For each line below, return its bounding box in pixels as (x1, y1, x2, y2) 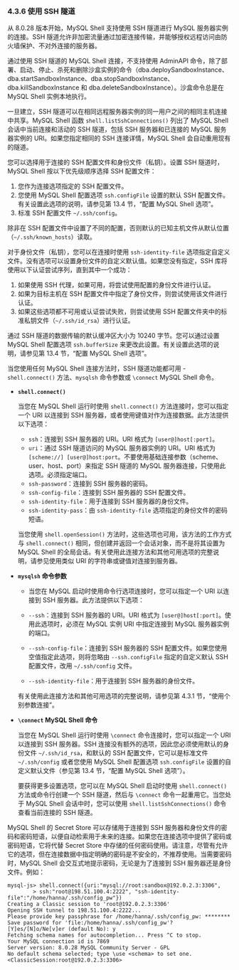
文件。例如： (7, 868, 45, 876)
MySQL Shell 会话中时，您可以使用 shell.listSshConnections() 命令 (26, 799, 227, 808)
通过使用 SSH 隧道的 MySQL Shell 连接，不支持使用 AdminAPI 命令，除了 (7, 57, 222, 65)
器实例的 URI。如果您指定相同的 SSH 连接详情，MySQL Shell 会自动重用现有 (7, 134, 231, 143)
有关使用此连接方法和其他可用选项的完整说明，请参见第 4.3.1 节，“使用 (17, 692, 224, 700)
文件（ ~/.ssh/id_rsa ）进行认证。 (36, 316, 134, 325)
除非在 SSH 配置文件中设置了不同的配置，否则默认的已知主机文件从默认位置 (7, 224, 230, 233)
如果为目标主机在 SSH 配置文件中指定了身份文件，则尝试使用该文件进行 (17, 289, 228, 298)
